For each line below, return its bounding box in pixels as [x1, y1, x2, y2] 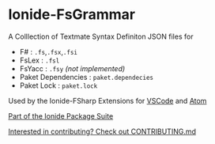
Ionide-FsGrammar [8, 6, 136, 24]
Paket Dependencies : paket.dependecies [19, 72, 154, 81]
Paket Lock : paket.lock [19, 81, 98, 90]
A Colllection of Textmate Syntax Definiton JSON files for [8, 32, 194, 41]
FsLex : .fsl [19, 55, 60, 65]
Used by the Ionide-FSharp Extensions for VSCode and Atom [8, 96, 207, 105]
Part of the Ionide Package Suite [8, 111, 114, 120]
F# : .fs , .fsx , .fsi [19, 47, 77, 56]
